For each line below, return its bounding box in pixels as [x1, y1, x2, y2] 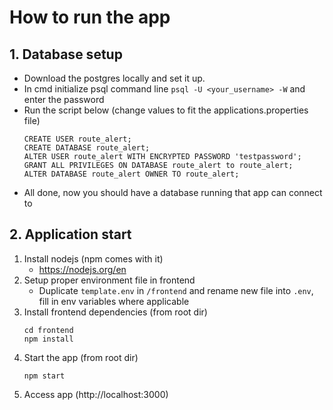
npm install [23, 334, 74, 344]
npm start [23, 371, 66, 381]
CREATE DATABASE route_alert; [23, 143, 151, 153]
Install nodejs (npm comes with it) [23, 252, 164, 265]
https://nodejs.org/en [38, 263, 127, 275]
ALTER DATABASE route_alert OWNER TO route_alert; [23, 169, 240, 179]
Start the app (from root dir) [23, 351, 139, 363]
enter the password [23, 94, 105, 105]
